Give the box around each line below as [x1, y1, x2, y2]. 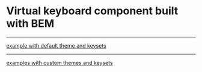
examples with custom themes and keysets [6, 59, 113, 66]
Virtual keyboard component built [6, 4, 179, 18]
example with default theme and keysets [6, 42, 106, 49]
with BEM [6, 17, 55, 30]
